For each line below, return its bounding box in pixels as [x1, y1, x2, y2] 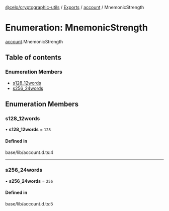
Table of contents [5, 53, 61, 62]
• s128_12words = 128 [5, 126, 51, 133]
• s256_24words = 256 [5, 178, 53, 184]
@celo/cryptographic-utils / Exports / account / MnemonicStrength [5, 5, 144, 10]
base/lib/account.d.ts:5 [5, 201, 53, 207]
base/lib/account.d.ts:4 [5, 149, 54, 155]
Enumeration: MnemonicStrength [5, 22, 148, 33]
